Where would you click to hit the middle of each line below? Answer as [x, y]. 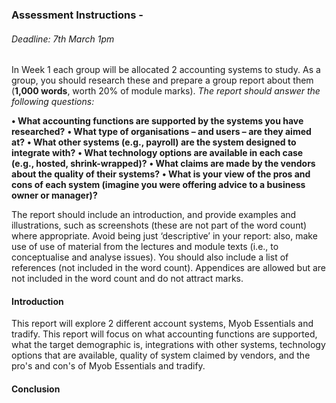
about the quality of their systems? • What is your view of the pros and [161, 174]
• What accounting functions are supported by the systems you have [157, 121]
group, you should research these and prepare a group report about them [162, 80]
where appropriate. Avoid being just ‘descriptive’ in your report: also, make [164, 236]
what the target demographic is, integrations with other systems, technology [168, 345]
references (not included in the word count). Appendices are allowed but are [169, 268]
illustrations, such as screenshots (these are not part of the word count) [159, 225]
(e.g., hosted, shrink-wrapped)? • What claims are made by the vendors [163, 164]
